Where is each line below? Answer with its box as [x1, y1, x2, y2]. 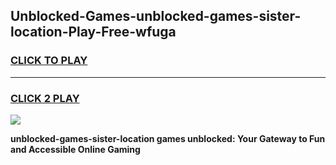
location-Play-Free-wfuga [10, 24, 177, 41]
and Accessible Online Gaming [10, 143, 141, 155]
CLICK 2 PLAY [10, 91, 80, 105]
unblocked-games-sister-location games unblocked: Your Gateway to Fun [10, 132, 326, 144]
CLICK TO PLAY [10, 54, 88, 68]
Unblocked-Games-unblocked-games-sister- [10, 8, 302, 25]
